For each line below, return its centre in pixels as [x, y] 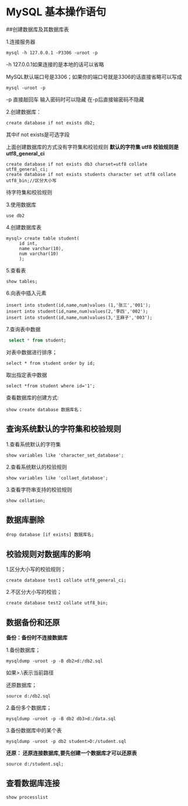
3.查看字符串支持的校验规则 [39, 489]
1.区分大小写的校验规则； [36, 569]
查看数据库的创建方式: [33, 397]
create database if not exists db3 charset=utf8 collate [77, 164]
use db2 [15, 216]
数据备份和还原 [33, 622]
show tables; [22, 281]
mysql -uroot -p [26, 88]
